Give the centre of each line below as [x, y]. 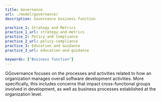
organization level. [24, 94]
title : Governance [24, 10]
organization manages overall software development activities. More [75, 78]
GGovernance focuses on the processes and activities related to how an [78, 73]
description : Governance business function [50, 19]
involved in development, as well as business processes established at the [80, 89]
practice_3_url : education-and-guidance [47, 50]
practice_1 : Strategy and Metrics [41, 27]
